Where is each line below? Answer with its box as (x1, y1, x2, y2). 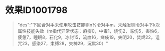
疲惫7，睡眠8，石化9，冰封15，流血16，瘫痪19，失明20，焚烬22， (17, 34, 155, 40)
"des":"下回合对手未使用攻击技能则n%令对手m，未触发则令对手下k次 (17, 22, 160, 28)
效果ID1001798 (5, 4, 68, 16)
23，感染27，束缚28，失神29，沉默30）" (22, 40, 108, 46)
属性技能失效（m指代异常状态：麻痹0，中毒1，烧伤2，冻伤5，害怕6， (17, 28, 162, 34)
